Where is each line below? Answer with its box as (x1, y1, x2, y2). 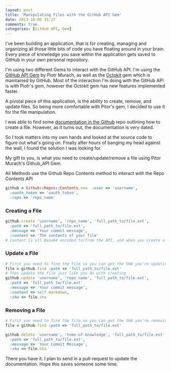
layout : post (5, 7, 33, 13)
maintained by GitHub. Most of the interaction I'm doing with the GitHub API (5, 78, 164, 84)
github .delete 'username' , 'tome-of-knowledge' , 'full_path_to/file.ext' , (5, 332, 167, 337)
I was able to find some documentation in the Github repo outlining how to (5, 119, 160, 125)
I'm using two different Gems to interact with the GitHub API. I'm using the (5, 67, 160, 73)
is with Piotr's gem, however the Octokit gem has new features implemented (5, 83, 165, 89)
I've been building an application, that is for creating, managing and (5, 40, 147, 46)
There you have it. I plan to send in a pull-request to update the (5, 356, 137, 362)
